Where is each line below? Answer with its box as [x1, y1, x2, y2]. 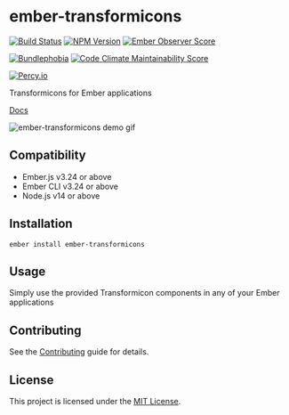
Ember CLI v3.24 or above [21, 181, 118, 191]
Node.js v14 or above [21, 190, 100, 201]
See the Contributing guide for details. [9, 346, 149, 357]
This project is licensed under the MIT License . [9, 396, 181, 406]
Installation [9, 216, 73, 232]
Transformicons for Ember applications [9, 87, 153, 98]
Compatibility [9, 148, 86, 163]
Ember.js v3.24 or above [21, 171, 112, 182]
